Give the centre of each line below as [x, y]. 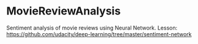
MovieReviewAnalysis [64, 11]
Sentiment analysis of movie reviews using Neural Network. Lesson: [92, 28]
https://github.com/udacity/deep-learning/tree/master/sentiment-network [99, 34]
